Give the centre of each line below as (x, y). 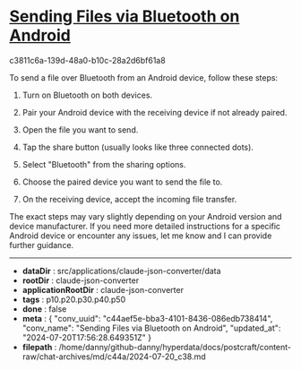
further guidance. (42, 245)
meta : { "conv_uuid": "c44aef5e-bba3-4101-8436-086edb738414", (147, 318)
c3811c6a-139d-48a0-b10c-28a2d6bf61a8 (87, 60)
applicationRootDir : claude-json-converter (103, 289)
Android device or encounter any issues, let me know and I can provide (141, 236)
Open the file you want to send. (80, 129)
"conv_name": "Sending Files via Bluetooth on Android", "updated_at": (151, 328)
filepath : (39, 347)
